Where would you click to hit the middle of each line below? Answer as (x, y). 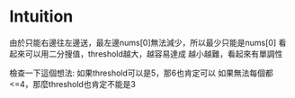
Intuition (41, 17)
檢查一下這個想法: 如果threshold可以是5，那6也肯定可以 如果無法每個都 (141, 73)
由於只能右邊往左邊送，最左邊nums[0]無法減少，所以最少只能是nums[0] (143, 42)
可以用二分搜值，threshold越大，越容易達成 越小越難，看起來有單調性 (154, 53)
